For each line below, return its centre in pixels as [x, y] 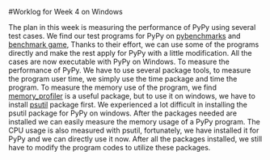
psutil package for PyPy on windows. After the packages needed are [122, 113]
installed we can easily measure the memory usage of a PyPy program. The [134, 122]
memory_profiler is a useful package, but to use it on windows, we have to [132, 96]
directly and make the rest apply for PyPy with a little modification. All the [130, 53]
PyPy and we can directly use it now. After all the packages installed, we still [135, 139]
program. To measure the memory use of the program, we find [112, 87]
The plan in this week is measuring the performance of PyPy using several [132, 27]
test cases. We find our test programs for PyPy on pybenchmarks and [124, 36]
